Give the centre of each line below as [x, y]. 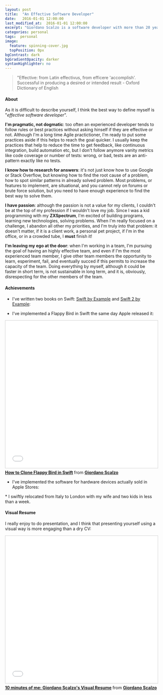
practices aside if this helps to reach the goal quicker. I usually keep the [76, 140]
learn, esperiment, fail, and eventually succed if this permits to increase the [80, 261]
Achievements [20, 288]
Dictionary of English [38, 88]
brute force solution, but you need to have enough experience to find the [77, 191]
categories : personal [27, 32]
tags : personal [21, 37]
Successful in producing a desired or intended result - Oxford [78, 83]
